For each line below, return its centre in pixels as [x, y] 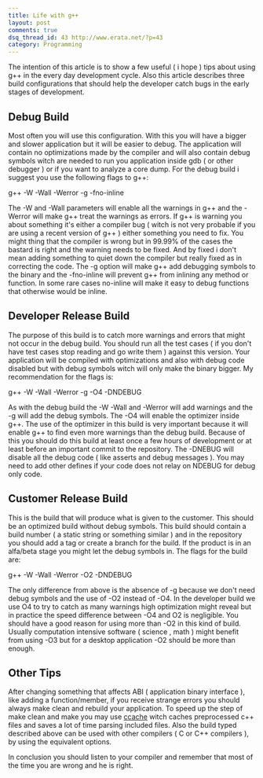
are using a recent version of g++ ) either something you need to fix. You [126, 233]
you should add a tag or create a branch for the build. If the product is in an [130, 542]
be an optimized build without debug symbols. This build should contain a [127, 526]
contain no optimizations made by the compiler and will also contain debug [129, 152]
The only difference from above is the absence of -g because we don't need [131, 589]
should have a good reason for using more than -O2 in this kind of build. [125, 623]
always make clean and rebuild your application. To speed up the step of [126, 709]
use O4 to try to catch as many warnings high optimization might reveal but [130, 607]
